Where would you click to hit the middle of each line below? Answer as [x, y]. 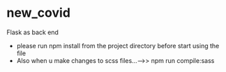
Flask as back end [32, 32]
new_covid [39, 13]
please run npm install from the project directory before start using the [118, 45]
